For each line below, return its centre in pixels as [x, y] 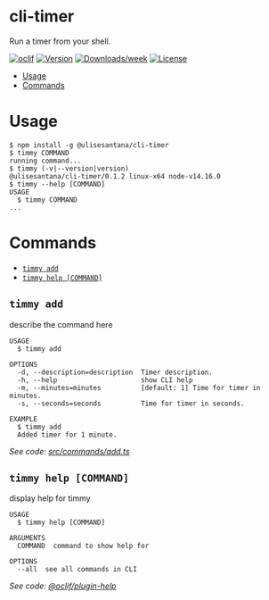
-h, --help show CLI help [105, 380]
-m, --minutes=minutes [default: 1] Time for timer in [139, 387]
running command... [45, 161]
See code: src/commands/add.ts [69, 451]
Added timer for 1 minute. [67, 435]
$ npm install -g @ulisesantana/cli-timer [89, 145]
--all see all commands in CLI [77, 570]
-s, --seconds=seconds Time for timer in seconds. [131, 404]
